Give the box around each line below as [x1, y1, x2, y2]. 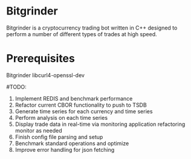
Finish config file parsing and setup [15, 133, 103, 140]
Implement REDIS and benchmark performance [15, 95, 133, 102]
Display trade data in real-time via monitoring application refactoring [15, 120, 186, 128]
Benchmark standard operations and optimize [15, 140, 129, 147]
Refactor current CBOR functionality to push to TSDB [15, 101, 147, 108]
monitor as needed [15, 126, 62, 134]
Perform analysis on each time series [15, 114, 108, 121]
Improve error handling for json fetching [15, 146, 115, 153]
